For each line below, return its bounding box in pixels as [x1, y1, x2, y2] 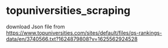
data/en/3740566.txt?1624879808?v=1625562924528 [6, 35, 138, 42]
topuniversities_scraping [6, 4, 131, 17]
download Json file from [6, 23, 65, 30]
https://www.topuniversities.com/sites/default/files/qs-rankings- [6, 29, 163, 36]
